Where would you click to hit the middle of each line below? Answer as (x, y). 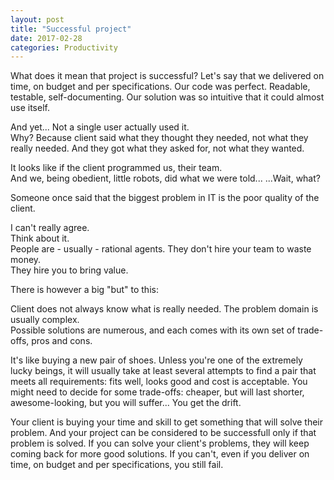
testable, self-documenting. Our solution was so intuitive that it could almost (167, 97)
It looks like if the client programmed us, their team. (116, 168)
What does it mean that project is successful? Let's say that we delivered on (167, 76)
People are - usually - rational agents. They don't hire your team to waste (161, 249)
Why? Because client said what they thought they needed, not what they (159, 138)
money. (26, 260)
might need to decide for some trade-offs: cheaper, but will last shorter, (157, 392)
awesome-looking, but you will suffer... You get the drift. (126, 403)
